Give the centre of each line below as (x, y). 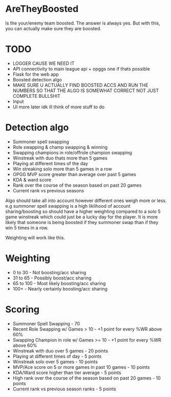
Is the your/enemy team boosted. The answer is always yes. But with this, (83, 23)
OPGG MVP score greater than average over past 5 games (74, 174)
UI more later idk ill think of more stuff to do (59, 107)
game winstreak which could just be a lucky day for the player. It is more (81, 217)
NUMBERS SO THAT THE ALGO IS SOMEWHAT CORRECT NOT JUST (86, 91)
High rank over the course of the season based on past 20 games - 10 (87, 378)
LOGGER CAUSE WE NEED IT (44, 63)
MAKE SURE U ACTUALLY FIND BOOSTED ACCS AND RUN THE (80, 85)
